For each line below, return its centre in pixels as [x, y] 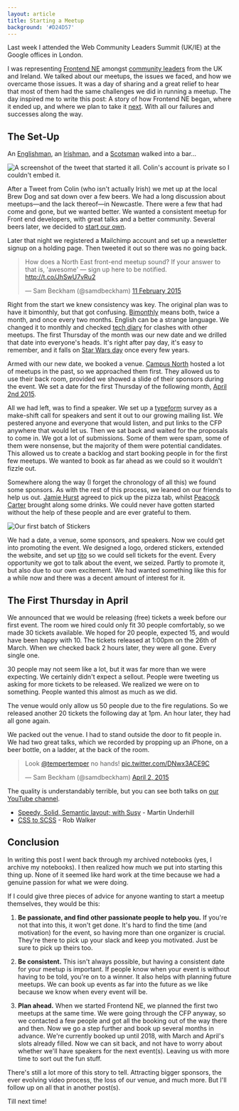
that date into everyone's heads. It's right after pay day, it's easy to [105, 343]
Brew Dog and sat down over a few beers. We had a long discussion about [117, 197]
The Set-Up [33, 136]
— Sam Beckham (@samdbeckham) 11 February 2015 [103, 291]
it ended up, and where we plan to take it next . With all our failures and [111, 107]
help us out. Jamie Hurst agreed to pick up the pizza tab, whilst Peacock [113, 497]
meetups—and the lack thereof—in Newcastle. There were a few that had [115, 204]
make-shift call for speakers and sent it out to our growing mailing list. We [115, 416]
